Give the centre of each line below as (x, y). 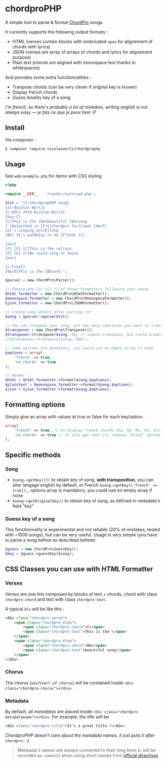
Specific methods (33, 455)
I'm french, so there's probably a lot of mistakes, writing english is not (76, 107)
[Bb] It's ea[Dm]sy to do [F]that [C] (45, 235)
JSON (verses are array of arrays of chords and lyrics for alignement (82, 52)
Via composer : (21, 139)
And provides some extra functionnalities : (48, 77)
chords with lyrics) (31, 46)
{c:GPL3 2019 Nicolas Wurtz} (35, 212)
